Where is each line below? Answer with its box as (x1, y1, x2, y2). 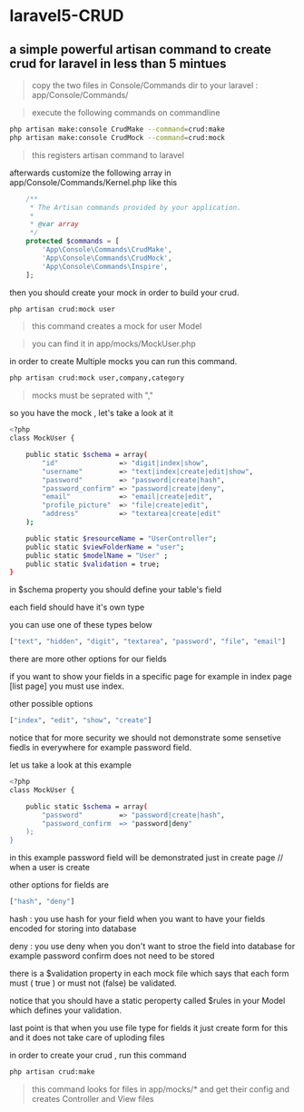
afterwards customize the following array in (9, 167, 172, 178)
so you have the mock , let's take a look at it (9, 408, 174, 419)
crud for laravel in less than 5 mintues (9, 55, 227, 71)
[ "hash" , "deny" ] (9, 897, 75, 907)
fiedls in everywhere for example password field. (9, 742, 192, 752)
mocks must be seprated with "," (31, 390, 154, 401)
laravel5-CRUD (9, 5, 124, 26)
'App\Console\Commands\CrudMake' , (42, 245, 172, 254)
